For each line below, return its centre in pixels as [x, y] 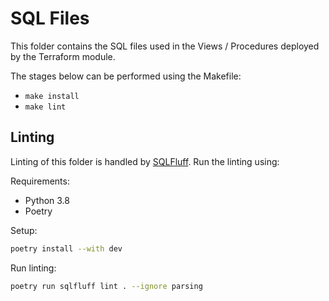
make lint [45, 107]
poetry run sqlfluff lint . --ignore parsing [106, 286]
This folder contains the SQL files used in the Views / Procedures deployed [165, 46]
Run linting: [33, 268]
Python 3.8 [47, 200]
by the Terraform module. [63, 56]
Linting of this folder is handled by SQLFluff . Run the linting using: [145, 161]
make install [52, 96]
